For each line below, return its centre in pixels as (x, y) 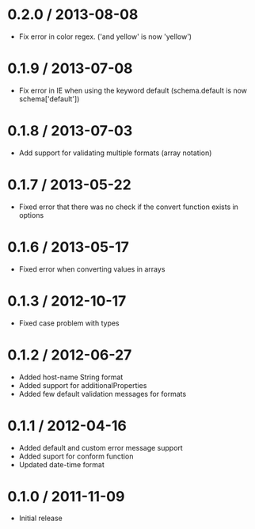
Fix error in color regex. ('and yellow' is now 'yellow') (105, 36)
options (31, 215)
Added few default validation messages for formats (103, 394)
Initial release (40, 518)
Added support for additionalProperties (83, 385)
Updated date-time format (61, 464)
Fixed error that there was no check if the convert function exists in (129, 207)
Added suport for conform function (76, 456)
